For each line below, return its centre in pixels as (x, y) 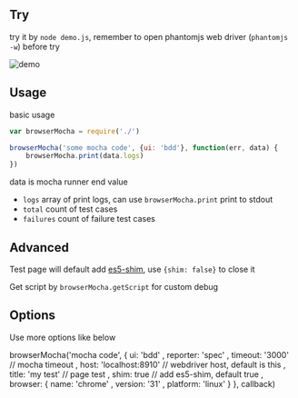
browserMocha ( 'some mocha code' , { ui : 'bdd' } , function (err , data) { (144, 148)
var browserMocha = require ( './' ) (75, 131)
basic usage (32, 114)
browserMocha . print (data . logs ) (85, 156)
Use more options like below (63, 337)
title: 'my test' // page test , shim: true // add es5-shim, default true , (136, 374)
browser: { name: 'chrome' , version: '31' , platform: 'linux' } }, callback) (142, 383)
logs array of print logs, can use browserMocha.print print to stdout (148, 200)
